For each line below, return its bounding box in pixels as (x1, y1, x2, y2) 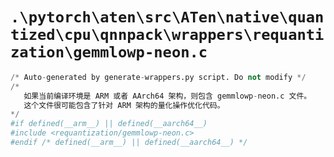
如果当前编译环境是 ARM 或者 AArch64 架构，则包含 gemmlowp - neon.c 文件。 (23, 91, 312, 101)
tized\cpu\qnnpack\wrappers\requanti (10, 26, 325, 45)
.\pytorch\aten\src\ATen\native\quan (10, 8, 325, 27)
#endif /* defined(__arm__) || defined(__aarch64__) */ (10, 138, 248, 148)
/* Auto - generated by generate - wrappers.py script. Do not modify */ (10, 72, 307, 82)
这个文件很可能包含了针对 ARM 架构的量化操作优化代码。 (23, 100, 225, 110)
